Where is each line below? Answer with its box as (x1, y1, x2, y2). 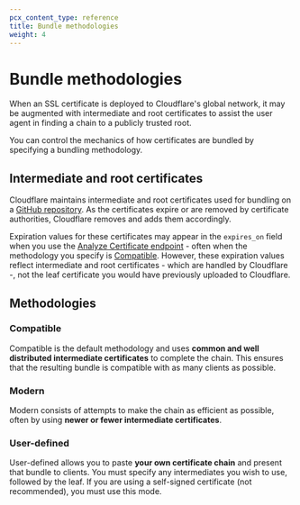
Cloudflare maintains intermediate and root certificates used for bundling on (9, 194, 292, 205)
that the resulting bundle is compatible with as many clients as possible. (9, 362, 277, 373)
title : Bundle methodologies (9, 22, 119, 31)
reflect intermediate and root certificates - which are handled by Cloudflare (9, 260, 288, 271)
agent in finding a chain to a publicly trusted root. (9, 118, 192, 129)
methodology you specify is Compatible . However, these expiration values (9, 250, 286, 261)
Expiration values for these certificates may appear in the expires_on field (9, 231, 283, 242)
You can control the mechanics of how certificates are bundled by (9, 135, 255, 146)
